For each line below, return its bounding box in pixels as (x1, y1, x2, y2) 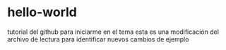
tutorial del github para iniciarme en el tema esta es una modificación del (7, 27, 219, 36)
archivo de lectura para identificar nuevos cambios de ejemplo (7, 35, 189, 43)
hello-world (7, 4, 78, 20)
